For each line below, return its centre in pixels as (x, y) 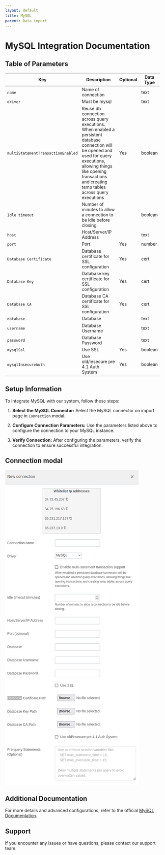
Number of (93, 204)
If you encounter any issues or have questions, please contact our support (81, 843)
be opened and (97, 150)
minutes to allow (98, 209)
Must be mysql (97, 101)
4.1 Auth (91, 367)
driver (14, 102)
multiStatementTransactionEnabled (42, 153)
